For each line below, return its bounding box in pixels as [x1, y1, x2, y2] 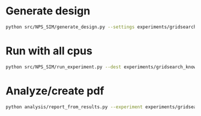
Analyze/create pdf [5, 84, 104, 97]
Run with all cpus [5, 44, 92, 57]
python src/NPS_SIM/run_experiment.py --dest [5, 64, 121, 70]
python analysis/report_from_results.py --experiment [5, 103, 143, 110]
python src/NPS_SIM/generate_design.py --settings [5, 24, 135, 30]
